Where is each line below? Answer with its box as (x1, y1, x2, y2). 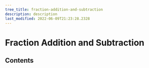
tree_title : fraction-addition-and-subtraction (5, 7, 103, 12)
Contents (5, 56, 34, 65)
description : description (5, 12, 57, 17)
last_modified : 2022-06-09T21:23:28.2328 (5, 16, 90, 21)
